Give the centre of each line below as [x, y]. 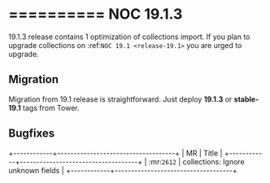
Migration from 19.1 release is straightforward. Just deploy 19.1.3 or [120, 99]
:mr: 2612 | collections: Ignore [197, 161]
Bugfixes [32, 134]
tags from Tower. [51, 107]
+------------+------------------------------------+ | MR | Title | [115, 153]
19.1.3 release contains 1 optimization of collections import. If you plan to [129, 37]
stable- [246, 99]
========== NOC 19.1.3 [96, 14]
